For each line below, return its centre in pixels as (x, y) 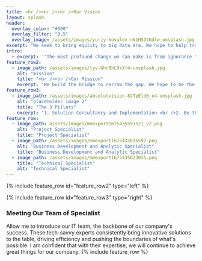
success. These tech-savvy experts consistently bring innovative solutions (99, 233)
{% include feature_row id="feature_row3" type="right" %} (80, 198)
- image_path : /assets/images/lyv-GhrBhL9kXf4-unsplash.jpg (88, 68)
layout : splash (25, 17)
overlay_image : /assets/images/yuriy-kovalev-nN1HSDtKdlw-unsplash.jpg (103, 40)
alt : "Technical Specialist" (54, 169)
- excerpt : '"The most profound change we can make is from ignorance (102, 57)
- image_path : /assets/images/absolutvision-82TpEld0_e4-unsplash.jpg (102, 96)
